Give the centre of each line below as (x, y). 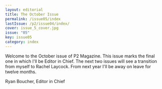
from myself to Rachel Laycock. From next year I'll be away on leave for (78, 66)
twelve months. (21, 72)
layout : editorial (24, 10)
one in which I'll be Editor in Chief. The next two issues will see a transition (81, 61)
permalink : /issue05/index (33, 19)
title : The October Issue (32, 14)
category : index (22, 42)
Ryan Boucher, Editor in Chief (35, 81)
